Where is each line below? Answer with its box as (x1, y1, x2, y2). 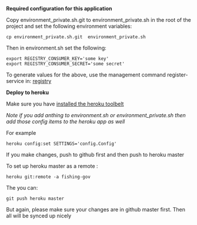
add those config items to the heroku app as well (6, 118, 125, 125)
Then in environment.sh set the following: (6, 44, 107, 51)
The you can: (6, 184, 38, 191)
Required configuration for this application (6, 5, 113, 12)
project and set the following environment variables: (6, 23, 132, 29)
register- (167, 71, 188, 78)
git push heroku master (6, 196, 65, 201)
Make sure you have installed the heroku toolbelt (6, 100, 124, 107)
